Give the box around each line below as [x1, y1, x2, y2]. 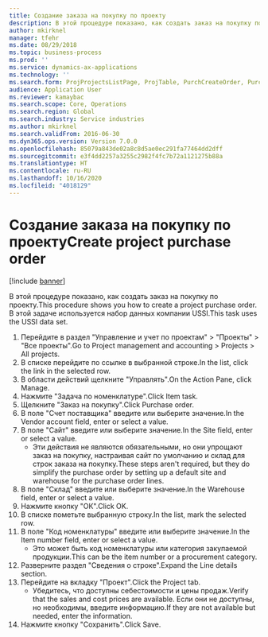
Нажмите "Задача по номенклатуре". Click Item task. [20, 391, 198, 401]
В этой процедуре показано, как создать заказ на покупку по [9, 291, 219, 301]
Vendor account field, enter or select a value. [20, 417, 169, 426]
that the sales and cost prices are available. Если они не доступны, [32, 594, 254, 604]
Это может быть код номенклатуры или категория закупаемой [32, 543, 247, 553]
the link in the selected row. [20, 366, 111, 375]
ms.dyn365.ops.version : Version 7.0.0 [9, 137, 138, 146]
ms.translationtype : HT [9, 160, 88, 168]
